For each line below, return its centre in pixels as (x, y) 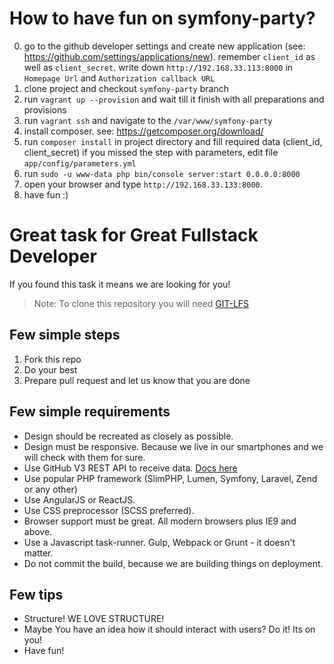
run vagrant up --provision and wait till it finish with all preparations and (174, 99)
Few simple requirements (90, 412)
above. (38, 531)
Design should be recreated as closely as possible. (128, 436)
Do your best (50, 369)
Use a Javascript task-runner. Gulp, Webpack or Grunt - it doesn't (159, 542)
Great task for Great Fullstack (134, 235)
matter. (38, 553)
